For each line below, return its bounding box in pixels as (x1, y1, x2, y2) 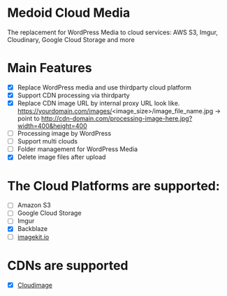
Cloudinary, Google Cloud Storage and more (7, 35, 135, 43)
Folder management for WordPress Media (17, 145, 138, 153)
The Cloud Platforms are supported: (7, 178, 220, 194)
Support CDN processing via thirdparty (17, 91, 131, 99)
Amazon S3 (17, 201, 51, 209)
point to (17, 114, 40, 123)
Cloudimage (17, 281, 52, 289)
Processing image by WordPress (17, 129, 112, 138)
